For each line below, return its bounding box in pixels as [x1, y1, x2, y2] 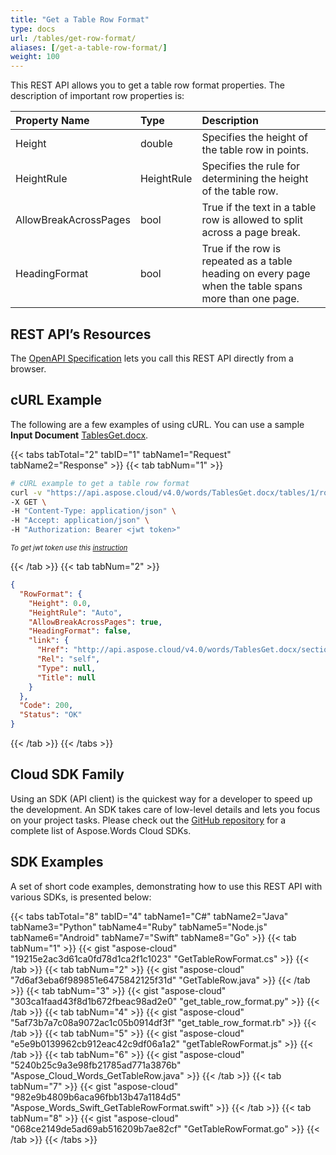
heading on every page [201, 267, 311, 281]
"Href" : [36, 645, 70, 655]
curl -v [10, 487, 43, 498]
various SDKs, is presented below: [10, 891, 152, 903]
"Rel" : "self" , [36, 654, 101, 664]
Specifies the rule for [201, 159, 301, 173]
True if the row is [201, 242, 282, 256]
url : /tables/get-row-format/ [10, 33, 137, 43]
